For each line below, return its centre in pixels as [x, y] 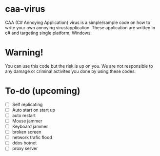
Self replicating [27, 104]
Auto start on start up [33, 110]
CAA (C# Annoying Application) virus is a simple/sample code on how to [78, 22]
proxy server [25, 148]
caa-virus [25, 9]
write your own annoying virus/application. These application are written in [80, 27]
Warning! [24, 53]
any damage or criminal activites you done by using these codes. [70, 71]
